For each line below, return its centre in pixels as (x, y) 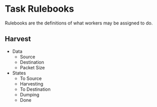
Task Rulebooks (40, 9)
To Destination (35, 89)
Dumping (30, 94)
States (19, 73)
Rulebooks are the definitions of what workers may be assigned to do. (79, 23)
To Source (31, 78)
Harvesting (32, 84)
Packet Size (32, 67)
